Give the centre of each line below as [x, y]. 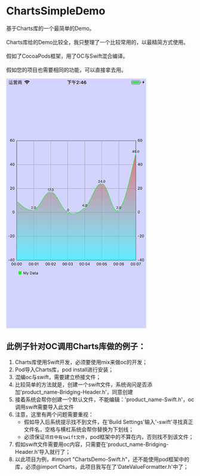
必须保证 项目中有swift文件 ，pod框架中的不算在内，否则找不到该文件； [109, 437]
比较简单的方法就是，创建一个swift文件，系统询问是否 [81, 385]
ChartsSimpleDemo [56, 11]
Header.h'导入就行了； [42, 451]
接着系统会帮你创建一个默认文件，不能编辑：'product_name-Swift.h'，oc [104, 399]
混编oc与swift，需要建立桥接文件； [58, 377]
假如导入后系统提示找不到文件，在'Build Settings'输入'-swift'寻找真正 [109, 422]
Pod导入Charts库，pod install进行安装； [64, 370]
